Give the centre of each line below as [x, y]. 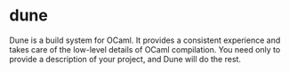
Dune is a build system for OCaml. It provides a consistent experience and [145, 40]
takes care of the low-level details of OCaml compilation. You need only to [145, 49]
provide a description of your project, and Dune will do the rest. [125, 59]
